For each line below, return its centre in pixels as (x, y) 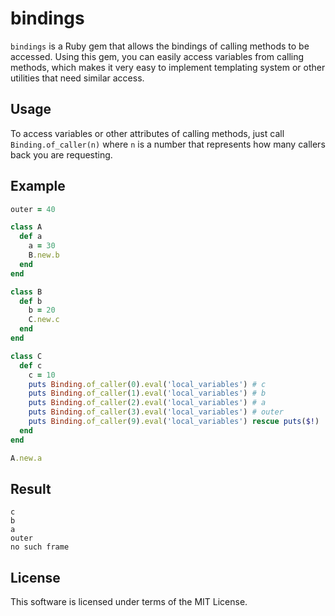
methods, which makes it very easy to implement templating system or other (168, 67)
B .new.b (44, 255)
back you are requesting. (61, 154)
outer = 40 (33, 209)
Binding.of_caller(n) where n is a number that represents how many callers (168, 144)
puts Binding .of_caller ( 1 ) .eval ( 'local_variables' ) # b (147, 393)
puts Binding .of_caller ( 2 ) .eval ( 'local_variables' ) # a (147, 403)
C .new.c (44, 320)
